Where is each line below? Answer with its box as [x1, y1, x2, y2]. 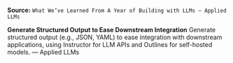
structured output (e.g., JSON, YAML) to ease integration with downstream [7, 33, 223, 41]
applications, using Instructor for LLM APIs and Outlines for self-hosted [7, 41, 213, 48]
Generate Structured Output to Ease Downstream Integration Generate [7, 26, 216, 34]
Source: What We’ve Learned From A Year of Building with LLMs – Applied [7, 6, 227, 14]
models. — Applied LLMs [7, 48, 80, 56]
